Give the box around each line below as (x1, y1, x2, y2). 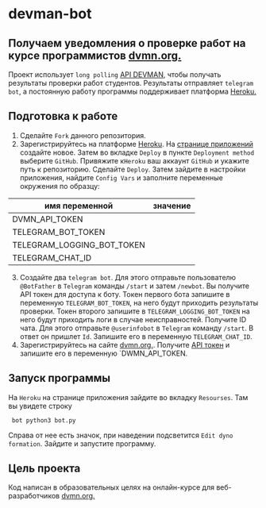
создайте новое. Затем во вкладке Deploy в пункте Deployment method (19, 148, 255, 157)
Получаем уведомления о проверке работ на (8, 37, 246, 50)
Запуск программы (8, 371, 111, 385)
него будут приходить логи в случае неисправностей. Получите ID (19, 314, 247, 324)
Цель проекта (8, 462, 81, 475)
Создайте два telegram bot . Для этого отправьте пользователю (19, 272, 237, 282)
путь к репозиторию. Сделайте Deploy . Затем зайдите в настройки (19, 164, 246, 174)
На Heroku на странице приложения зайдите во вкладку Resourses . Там (8, 392, 249, 402)
